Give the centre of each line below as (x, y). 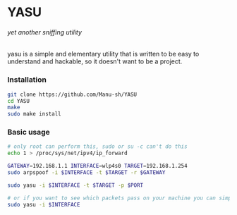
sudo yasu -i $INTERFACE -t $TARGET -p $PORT (75, 185)
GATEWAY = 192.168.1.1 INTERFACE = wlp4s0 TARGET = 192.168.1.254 (98, 166)
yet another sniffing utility (45, 32)
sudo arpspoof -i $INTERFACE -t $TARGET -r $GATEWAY (86, 173)
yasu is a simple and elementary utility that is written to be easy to (103, 54)
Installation (27, 80)
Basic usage (29, 133)
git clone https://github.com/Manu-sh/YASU (72, 94)
